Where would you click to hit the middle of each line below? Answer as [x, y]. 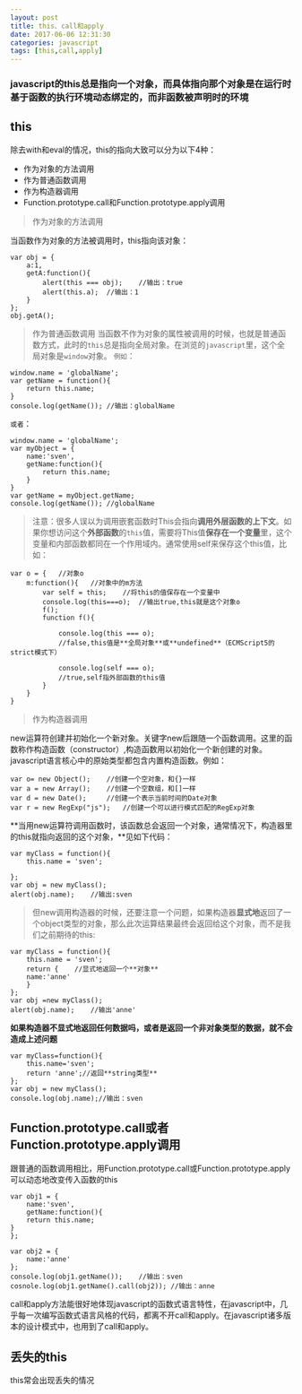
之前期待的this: [68, 934]
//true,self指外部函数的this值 [112, 678]
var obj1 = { [35, 1196]
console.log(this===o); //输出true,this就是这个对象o [142, 602]
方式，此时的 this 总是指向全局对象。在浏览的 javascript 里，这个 [159, 344]
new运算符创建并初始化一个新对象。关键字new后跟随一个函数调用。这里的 [147, 738]
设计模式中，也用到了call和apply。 [90, 1326]
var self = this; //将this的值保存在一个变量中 [131, 593]
